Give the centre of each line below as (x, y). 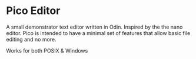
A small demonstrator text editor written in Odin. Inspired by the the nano (94, 27)
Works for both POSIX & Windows (47, 50)
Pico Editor (33, 11)
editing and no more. (31, 39)
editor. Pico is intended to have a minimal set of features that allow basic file (98, 33)
